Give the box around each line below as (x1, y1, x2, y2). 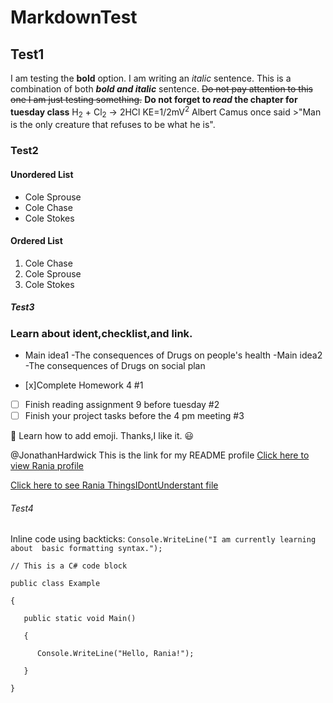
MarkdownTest (10, 6, 138, 29)
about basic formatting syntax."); (10, 544, 163, 554)
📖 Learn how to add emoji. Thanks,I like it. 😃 (10, 430, 195, 442)
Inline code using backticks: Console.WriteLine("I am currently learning (10, 533, 317, 545)
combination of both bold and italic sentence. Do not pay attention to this (10, 83, 314, 95)
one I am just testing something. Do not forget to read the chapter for (10, 94, 298, 105)
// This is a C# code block (10, 561, 128, 571)
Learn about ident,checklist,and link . (10, 326, 193, 340)
